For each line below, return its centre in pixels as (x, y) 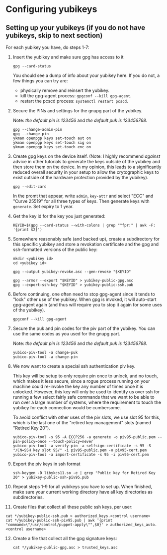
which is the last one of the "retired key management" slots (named (82, 422)
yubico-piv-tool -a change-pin (45, 357)
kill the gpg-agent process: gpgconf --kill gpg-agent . (76, 96)
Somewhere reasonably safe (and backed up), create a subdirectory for (86, 239)
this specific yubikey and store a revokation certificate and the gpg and (86, 244)
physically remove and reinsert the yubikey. (65, 90)
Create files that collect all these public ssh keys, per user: (73, 507)
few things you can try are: (40, 81)
